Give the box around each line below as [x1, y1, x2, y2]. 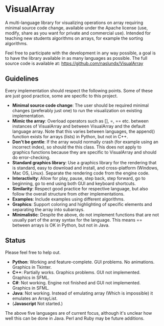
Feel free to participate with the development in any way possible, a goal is [5, 50, 156, 56]
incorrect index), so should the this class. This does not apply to [12, 144, 142, 150]
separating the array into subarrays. [12, 206, 85, 212]
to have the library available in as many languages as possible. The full [5, 55, 148, 61]
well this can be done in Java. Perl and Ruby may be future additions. [5, 315, 144, 321]
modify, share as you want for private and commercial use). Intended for [5, 30, 151, 36]
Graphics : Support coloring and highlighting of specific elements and [12, 201, 152, 207]
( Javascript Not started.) [12, 301, 63, 306]
